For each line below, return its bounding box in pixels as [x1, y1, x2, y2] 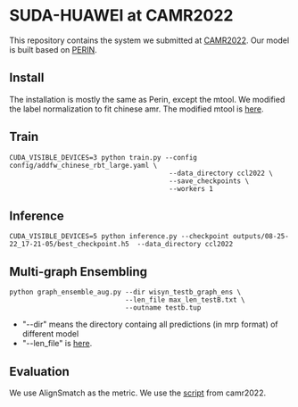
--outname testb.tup [124, 303, 202, 312]
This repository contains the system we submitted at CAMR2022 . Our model [9, 35, 290, 46]
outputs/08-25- [232, 232, 290, 241]
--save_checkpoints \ [169, 176, 250, 186]
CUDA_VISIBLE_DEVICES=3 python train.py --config [9, 153, 198, 162]
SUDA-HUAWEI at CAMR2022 [9, 5, 234, 26]
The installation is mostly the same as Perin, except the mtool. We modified [9, 94, 286, 104]
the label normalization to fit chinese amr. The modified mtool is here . [9, 104, 264, 114]
